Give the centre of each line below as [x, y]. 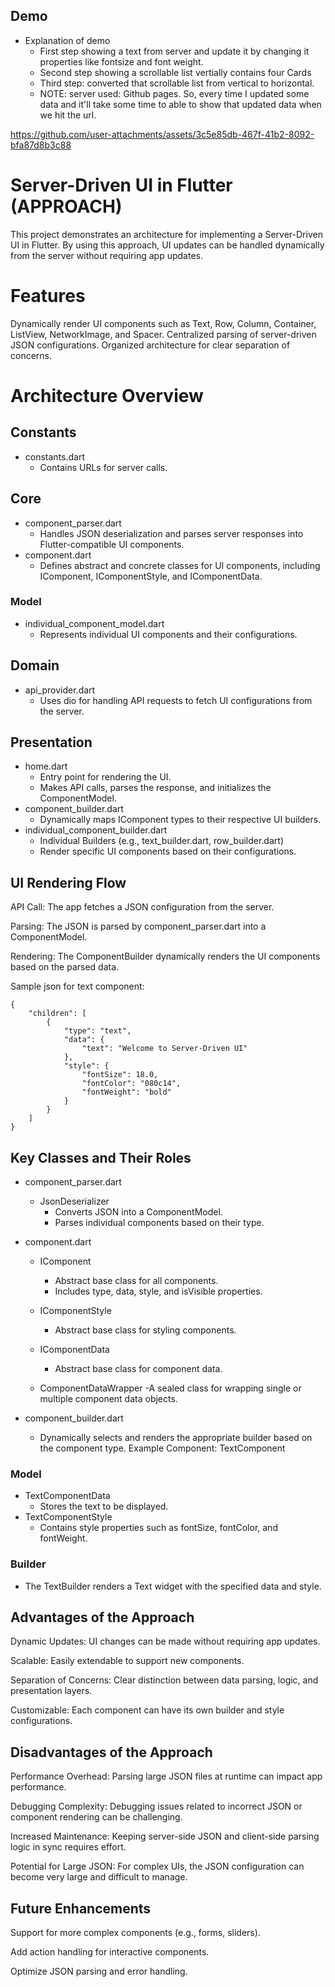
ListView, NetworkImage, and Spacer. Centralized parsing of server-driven [163, 334]
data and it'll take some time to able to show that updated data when [180, 104]
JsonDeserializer [74, 1201]
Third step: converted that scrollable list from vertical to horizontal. [177, 83]
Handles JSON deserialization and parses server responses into [171, 533]
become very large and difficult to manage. [99, 1877]
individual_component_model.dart [94, 623]
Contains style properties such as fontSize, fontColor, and [158, 1528]
